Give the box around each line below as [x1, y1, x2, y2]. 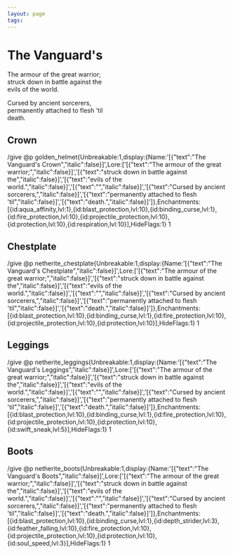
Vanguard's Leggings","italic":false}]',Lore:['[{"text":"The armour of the [7, 365, 213, 373]
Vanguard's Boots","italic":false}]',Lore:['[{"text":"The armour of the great [7, 472, 220, 480]
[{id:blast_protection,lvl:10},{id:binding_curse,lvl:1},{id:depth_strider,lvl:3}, [7, 516, 220, 524]
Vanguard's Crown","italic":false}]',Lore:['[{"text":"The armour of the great [7, 160, 222, 169]
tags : [7, 17, 23, 24]
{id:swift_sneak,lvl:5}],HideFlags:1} [7, 425, 107, 433]
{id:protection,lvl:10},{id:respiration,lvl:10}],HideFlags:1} [7, 220, 167, 228]
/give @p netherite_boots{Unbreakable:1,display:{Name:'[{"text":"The [7, 464, 209, 472]
